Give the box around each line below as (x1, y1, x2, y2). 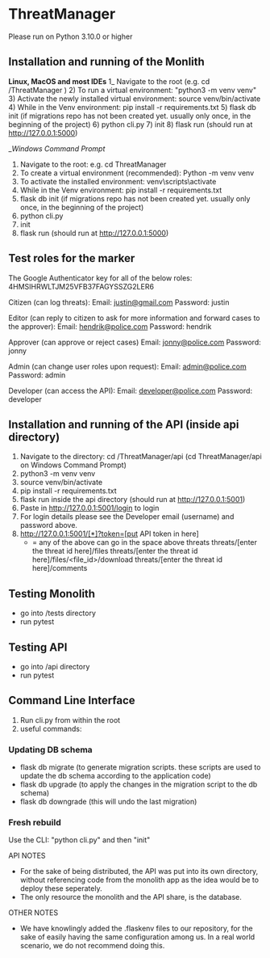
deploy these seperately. (19, 884, 102, 893)
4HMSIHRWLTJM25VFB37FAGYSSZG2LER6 (8, 281, 155, 291)
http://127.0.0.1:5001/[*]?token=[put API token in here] (19, 529, 199, 538)
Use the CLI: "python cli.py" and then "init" (8, 835, 151, 845)
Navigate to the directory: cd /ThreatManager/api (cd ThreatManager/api (19, 452, 262, 462)
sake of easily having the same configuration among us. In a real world (19, 932, 255, 942)
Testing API (8, 640, 68, 654)
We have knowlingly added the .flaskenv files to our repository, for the (19, 923, 253, 934)
